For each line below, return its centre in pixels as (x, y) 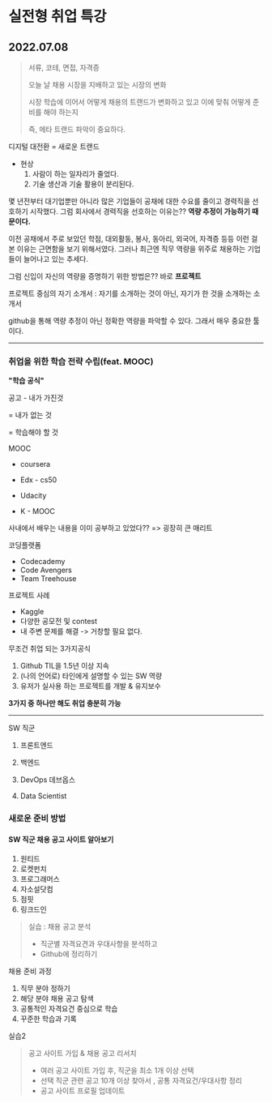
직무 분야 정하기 (45, 989)
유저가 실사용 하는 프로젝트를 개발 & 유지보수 (91, 686)
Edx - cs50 (38, 480)
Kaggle (32, 612)
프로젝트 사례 (29, 596)
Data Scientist (43, 796)
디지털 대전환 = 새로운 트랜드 (54, 146)
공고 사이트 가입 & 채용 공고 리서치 (82, 1054)
